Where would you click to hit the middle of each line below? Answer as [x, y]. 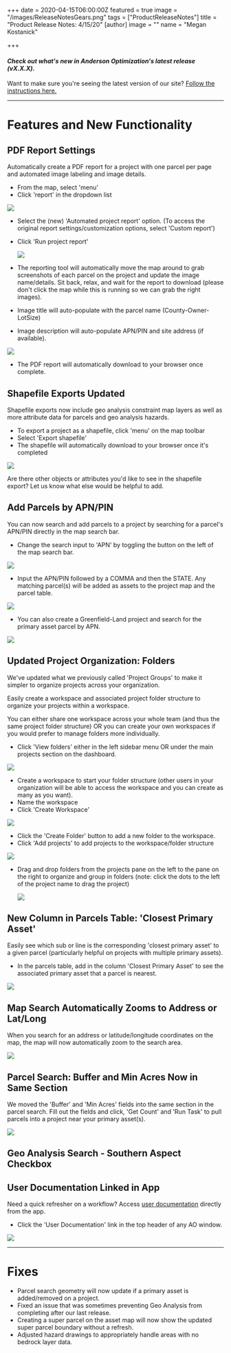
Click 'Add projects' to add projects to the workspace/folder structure [115, 843]
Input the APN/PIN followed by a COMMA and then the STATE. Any [111, 578]
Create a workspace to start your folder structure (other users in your [115, 780]
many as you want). [45, 795]
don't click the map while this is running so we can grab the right [109, 290]
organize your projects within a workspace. [68, 705]
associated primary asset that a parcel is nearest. [87, 973]
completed [32, 452]
